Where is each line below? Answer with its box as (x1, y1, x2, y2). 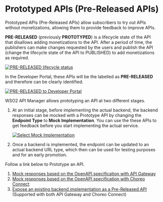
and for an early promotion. (12, 152, 67, 158)
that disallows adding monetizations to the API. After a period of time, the (5, 39, 152, 45)
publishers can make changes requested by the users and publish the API (5, 44, 153, 50)
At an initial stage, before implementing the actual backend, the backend (12, 107, 158, 113)
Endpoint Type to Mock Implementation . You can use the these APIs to (12, 117, 157, 123)
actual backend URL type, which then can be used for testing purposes (12, 147, 156, 152)
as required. (5, 55, 29, 60)
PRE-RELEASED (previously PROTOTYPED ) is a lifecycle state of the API (5, 34, 151, 40)
